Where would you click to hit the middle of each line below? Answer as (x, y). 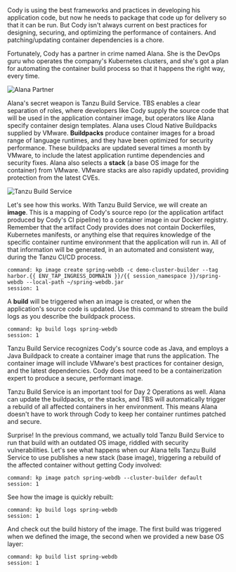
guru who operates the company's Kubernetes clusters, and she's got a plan (118, 61)
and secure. (25, 421)
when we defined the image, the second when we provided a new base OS (116, 537)
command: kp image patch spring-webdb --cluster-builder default (105, 478)
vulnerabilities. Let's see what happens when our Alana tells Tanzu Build (112, 450)
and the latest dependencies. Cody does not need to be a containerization (115, 371)
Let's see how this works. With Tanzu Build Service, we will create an (107, 205)
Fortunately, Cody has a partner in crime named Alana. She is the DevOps (114, 53)
